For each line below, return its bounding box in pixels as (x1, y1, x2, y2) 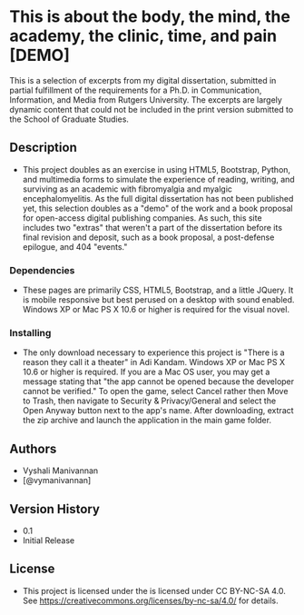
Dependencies (9, 263, 75, 276)
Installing (9, 326, 52, 339)
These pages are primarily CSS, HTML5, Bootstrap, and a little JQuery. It (22, 284, 294, 296)
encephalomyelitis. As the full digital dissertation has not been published (22, 193, 294, 203)
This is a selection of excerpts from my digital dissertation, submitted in (9, 74, 277, 85)
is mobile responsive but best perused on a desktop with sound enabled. (22, 294, 295, 305)
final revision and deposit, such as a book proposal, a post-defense (22, 232, 275, 243)
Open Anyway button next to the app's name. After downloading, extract (22, 405, 294, 416)
